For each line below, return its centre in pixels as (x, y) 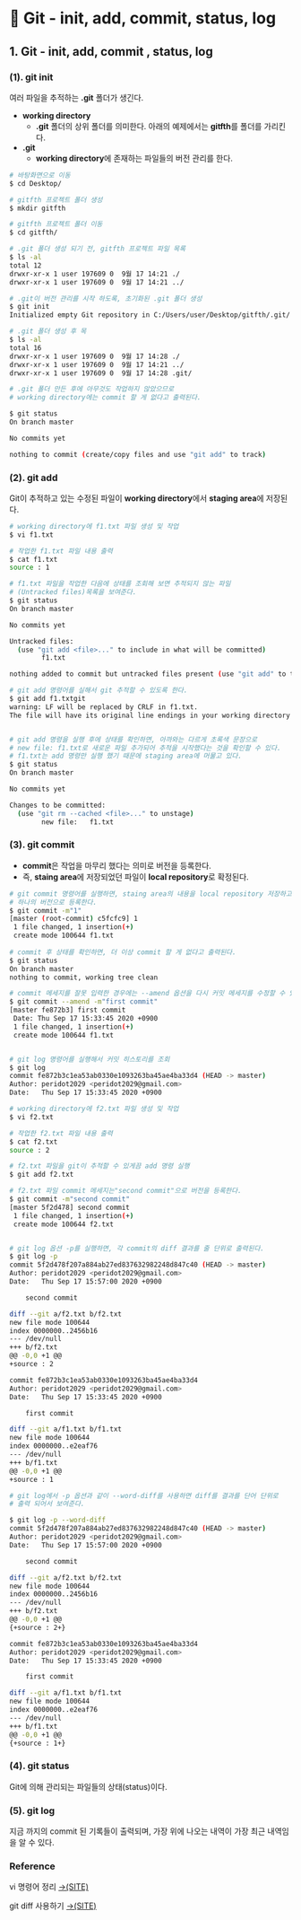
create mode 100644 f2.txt (64, 1224)
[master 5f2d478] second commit (69, 1207)
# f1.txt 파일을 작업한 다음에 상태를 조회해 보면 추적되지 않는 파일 (120, 584)
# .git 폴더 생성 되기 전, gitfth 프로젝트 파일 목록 (98, 249)
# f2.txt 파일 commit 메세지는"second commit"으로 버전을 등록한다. (125, 1191)
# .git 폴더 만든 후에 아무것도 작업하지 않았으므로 (92, 390)
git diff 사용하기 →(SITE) (53, 1906)
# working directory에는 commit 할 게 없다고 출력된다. (105, 398)
